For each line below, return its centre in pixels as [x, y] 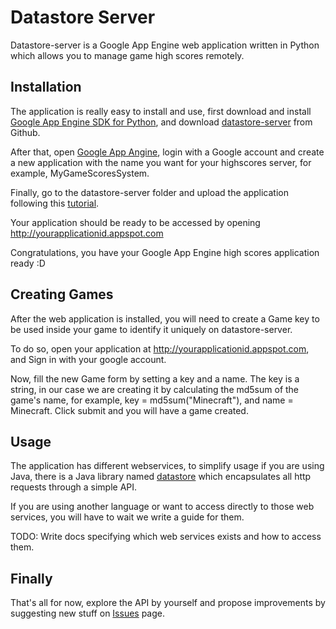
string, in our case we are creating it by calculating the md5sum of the [155, 389]
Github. [25, 132]
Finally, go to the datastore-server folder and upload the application [149, 192]
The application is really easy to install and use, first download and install [161, 111]
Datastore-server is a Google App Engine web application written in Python [165, 45]
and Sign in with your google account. [88, 359]
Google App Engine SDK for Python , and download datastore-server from [161, 122]
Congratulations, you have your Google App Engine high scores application [165, 252]
